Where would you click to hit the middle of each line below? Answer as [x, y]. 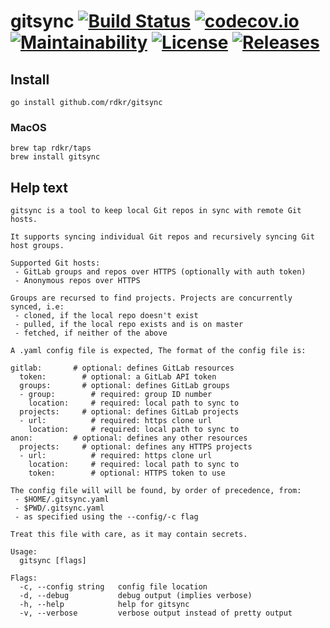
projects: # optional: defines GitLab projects [129, 412]
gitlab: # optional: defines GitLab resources [122, 368]
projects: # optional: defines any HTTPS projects [136, 447]
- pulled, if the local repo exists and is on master [129, 325]
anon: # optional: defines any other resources [129, 438]
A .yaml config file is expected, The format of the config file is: [158, 351]
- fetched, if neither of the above [91, 333]
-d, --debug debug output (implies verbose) [136, 596]
